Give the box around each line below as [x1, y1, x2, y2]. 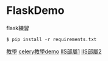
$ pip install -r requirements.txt [6, 36, 97, 42]
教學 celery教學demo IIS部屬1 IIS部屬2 [6, 48, 102, 55]
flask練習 [6, 24, 29, 31]
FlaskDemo [6, 4, 65, 18]
